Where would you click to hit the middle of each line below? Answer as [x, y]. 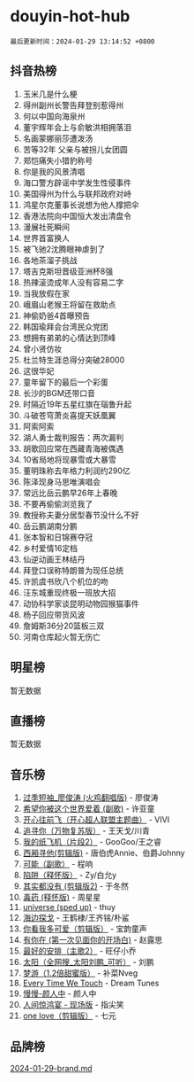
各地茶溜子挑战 [50, 260]
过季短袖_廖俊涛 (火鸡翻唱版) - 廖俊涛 [90, 798]
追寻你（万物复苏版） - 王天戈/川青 [86, 831]
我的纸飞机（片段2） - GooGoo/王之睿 [92, 842]
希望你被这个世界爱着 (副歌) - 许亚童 [89, 809]
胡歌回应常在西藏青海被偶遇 [73, 448]
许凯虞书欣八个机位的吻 [65, 581]
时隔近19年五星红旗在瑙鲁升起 [77, 404]
